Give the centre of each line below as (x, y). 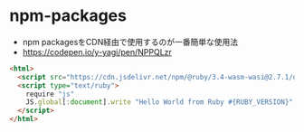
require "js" (50, 94)
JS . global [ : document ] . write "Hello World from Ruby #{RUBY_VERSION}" (160, 102)
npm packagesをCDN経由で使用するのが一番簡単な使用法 (130, 42)
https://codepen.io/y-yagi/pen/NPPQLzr (97, 52)
